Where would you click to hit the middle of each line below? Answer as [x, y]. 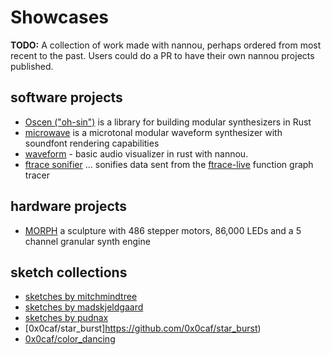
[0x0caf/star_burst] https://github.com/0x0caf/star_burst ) [143, 328]
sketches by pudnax [66, 318]
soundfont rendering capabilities [92, 143]
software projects [66, 97]
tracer [37, 175]
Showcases [60, 17]
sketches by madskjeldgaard [84, 307]
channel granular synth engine [87, 241]
